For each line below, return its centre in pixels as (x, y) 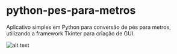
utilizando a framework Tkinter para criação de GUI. (70, 33)
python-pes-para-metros (71, 10)
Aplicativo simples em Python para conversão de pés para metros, (89, 27)
